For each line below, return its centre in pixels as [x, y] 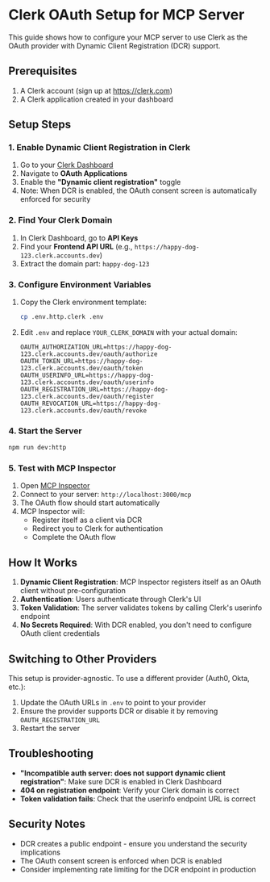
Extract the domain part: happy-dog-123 [85, 263]
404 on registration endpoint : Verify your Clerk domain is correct [129, 790]
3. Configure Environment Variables [80, 284]
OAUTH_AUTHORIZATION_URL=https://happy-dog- [96, 347]
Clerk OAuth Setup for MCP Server [127, 15]
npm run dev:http [37, 448]
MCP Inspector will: [52, 512]
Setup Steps [39, 125]
